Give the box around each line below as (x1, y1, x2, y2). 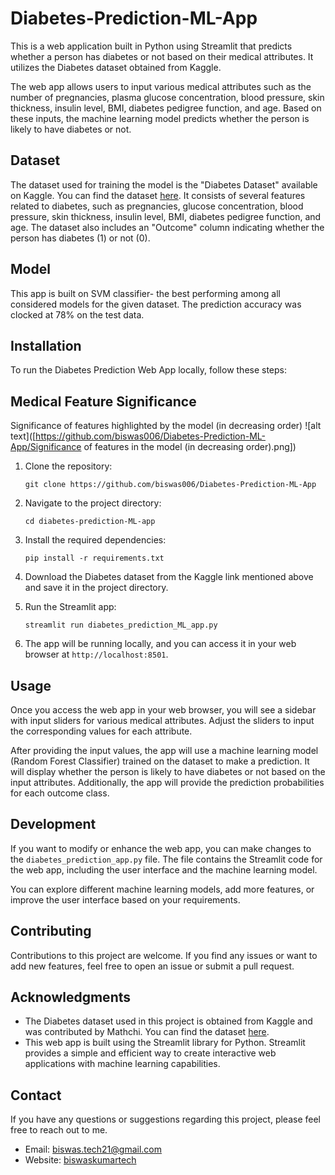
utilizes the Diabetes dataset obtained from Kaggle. (10, 61, 222, 73)
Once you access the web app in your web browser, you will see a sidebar (10, 704, 317, 716)
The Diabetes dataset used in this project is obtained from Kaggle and (24, 1015, 313, 1027)
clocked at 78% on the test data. (10, 308, 145, 321)
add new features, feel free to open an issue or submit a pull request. (10, 960, 295, 972)
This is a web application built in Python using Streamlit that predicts (10, 40, 293, 52)
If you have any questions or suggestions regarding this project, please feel (10, 1113, 321, 1126)
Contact (10, 1087, 62, 1104)
